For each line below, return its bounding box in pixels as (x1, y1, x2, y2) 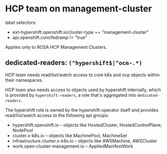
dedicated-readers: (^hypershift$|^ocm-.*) (5, 58, 143, 67)
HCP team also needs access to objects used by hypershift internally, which (5, 87, 161, 93)
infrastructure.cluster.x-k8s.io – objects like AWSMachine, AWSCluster (12, 138, 158, 144)
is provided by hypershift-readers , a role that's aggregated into (5, 92, 136, 98)
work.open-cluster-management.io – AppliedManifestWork (12, 143, 134, 149)
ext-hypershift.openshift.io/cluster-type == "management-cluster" (12, 29, 149, 35)
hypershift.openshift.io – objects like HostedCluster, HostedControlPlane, (12, 122, 163, 128)
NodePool (12, 127, 33, 133)
